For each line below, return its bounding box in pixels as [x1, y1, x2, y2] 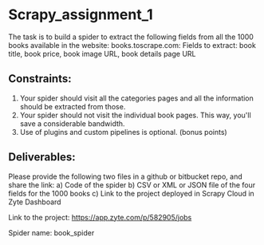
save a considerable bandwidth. [19, 118, 125, 128]
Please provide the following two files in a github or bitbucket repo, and [8, 172, 243, 181]
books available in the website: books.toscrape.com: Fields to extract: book [8, 40, 257, 49]
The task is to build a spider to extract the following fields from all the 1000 [8, 32, 254, 41]
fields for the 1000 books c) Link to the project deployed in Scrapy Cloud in [8, 188, 255, 198]
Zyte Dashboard [8, 197, 61, 207]
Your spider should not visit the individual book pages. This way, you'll [19, 110, 251, 120]
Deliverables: [8, 150, 76, 164]
